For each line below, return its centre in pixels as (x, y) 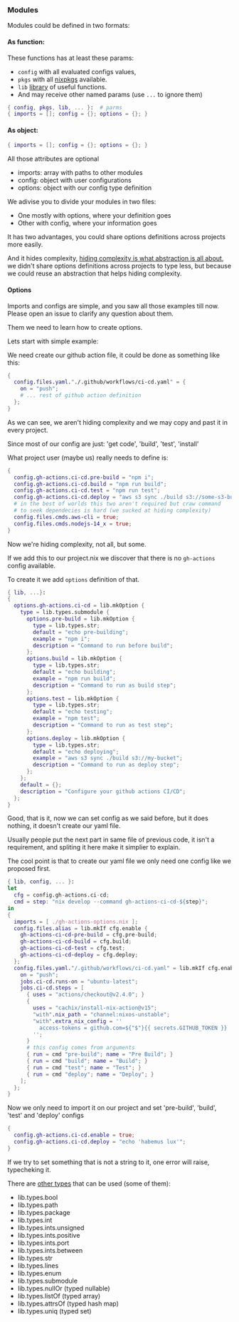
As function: (26, 41)
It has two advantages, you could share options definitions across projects (117, 237)
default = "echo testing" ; (73, 712)
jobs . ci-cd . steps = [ (52, 988)
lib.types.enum (39, 1273)
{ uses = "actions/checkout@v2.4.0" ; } (85, 995)
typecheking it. (29, 1169)
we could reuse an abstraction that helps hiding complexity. (95, 273)
